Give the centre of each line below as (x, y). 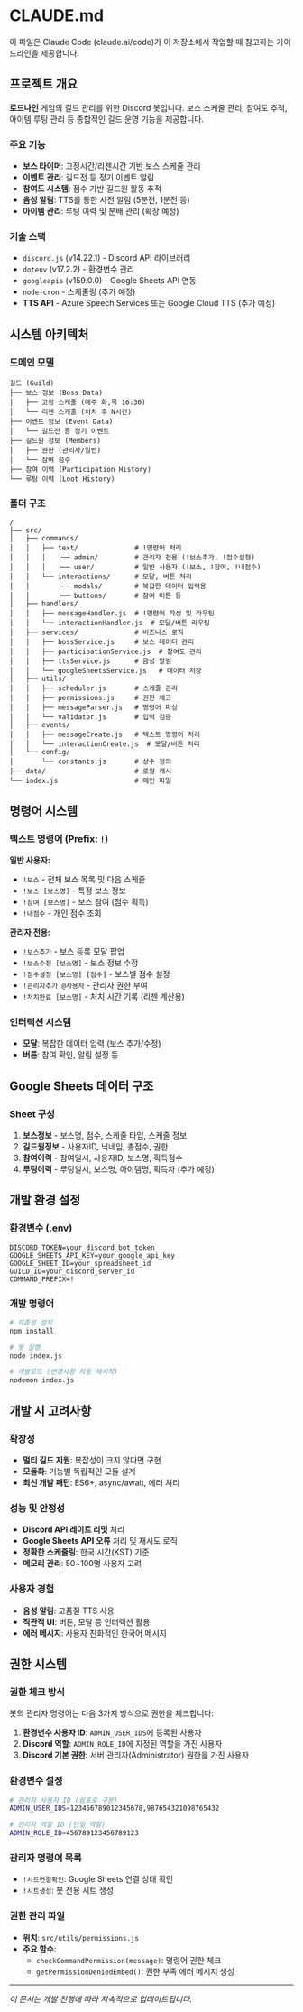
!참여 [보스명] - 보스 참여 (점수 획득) (85, 902)
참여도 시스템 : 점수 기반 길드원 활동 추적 (92, 189)
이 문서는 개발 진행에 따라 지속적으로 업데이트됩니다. (101, 1998)
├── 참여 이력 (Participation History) (80, 470)
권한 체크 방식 (37, 1692)
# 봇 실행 (25, 1347)
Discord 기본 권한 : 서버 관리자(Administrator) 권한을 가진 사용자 (136, 1755)
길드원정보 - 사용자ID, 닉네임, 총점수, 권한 (95, 1146)
